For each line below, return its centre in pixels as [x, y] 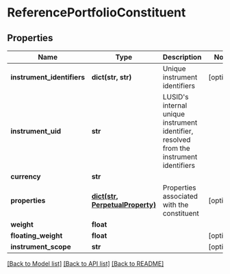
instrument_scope [41, 247]
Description [182, 57]
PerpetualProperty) [124, 205]
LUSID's [176, 97]
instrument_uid [36, 131]
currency [26, 176]
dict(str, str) [112, 77]
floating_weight [37, 236]
